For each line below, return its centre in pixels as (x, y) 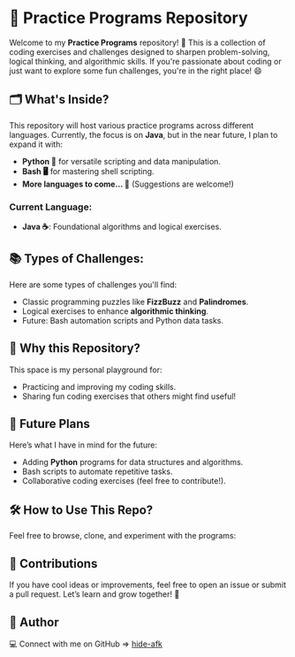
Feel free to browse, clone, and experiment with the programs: (123, 536)
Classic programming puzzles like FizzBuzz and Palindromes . (135, 302)
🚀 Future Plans (50, 424)
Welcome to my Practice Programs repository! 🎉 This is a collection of (138, 42)
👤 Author (34, 622)
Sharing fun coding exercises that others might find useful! (129, 396)
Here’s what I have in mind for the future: (83, 445)
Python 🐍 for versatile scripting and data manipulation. (121, 161)
